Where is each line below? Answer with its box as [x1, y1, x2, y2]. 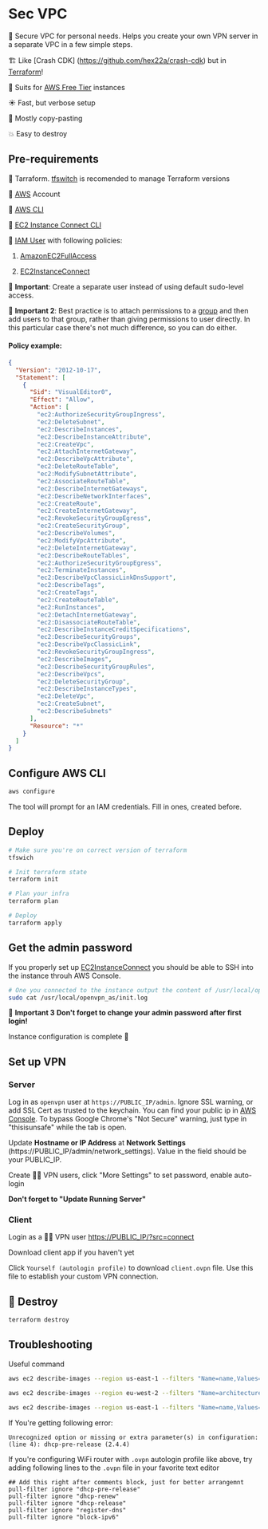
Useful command [8, 1359, 65, 1369]
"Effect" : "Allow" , [29, 396, 94, 404]
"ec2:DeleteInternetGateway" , [37, 544, 137, 552]
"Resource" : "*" [29, 722, 84, 730]
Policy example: [8, 341, 62, 351]
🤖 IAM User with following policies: [8, 235, 123, 245]
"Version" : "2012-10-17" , [15, 366, 102, 374]
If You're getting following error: [8, 1417, 113, 1428]
